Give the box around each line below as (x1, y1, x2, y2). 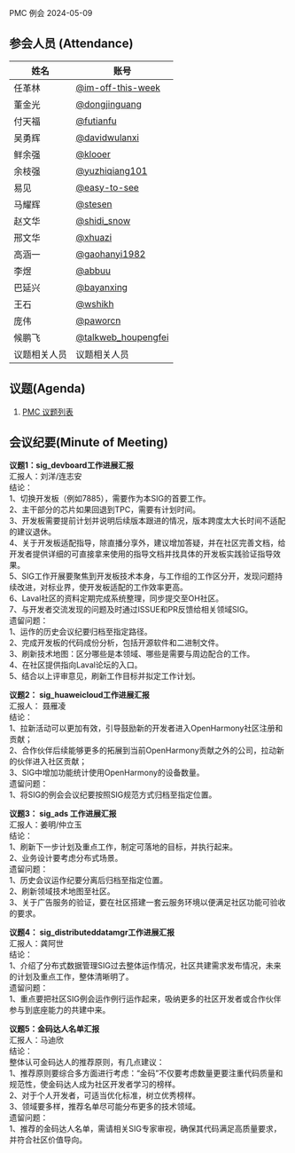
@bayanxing (75, 280, 128, 293)
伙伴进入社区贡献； (16, 756, 87, 767)
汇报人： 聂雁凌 (9, 700, 66, 712)
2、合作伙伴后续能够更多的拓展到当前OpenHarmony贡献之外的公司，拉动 (9, 745, 277, 756)
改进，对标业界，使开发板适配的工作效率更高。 (16, 582, 188, 593)
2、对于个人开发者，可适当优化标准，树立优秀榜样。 (9, 1090, 201, 1101)
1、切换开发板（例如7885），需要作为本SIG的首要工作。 (9, 494, 211, 504)
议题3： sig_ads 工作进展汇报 (9, 809, 117, 819)
